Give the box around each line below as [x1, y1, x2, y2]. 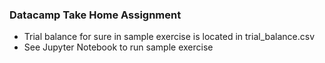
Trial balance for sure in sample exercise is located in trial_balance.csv [23, 31, 316, 43]
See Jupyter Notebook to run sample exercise [23, 41, 214, 53]
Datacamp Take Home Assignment [9, 8, 182, 22]
